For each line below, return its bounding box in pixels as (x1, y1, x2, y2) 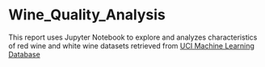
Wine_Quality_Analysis (8, 6, 166, 24)
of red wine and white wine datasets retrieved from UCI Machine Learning (8, 40, 254, 50)
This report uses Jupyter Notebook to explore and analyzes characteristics (8, 32, 258, 42)
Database (8, 49, 40, 59)
